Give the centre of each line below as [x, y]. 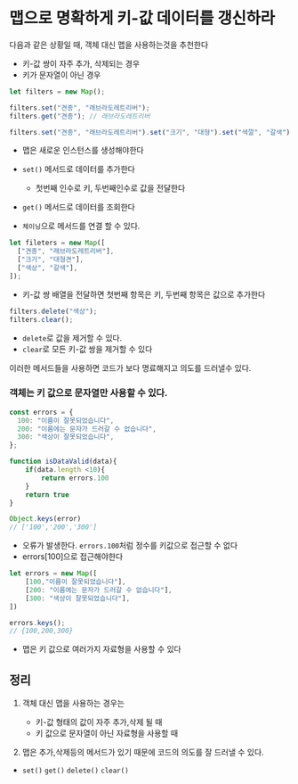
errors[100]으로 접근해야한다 [72, 557]
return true [47, 495]
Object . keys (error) [45, 519]
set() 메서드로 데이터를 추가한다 [78, 169]
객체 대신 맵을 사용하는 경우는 [73, 703]
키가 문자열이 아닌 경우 [61, 74]
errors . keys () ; [37, 623]
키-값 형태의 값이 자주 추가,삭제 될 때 [99, 722]
